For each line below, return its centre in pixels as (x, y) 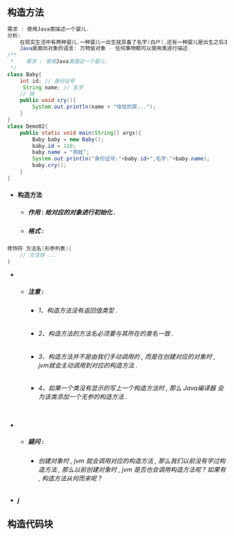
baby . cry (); (50, 165)
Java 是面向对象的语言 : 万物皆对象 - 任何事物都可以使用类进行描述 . (106, 49)
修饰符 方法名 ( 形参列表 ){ (39, 248)
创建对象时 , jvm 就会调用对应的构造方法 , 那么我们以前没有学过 (128, 461)
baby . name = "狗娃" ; (61, 152)
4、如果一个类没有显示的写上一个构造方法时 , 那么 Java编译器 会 (131, 388)
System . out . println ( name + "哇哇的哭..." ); (94, 107)
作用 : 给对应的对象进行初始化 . (72, 212)
